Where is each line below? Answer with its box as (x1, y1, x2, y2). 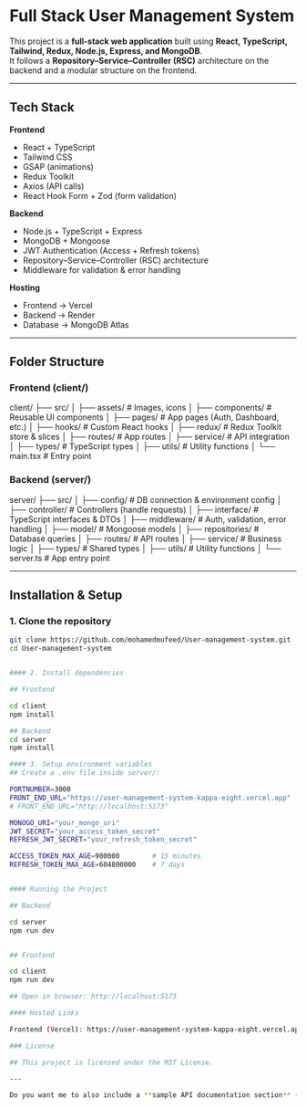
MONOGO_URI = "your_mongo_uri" (9, 818, 120, 827)
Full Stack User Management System (9, 5, 294, 26)
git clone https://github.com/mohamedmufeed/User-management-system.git (9, 635, 291, 644)
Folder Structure (9, 354, 105, 370)
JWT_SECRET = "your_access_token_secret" (9, 827, 161, 836)
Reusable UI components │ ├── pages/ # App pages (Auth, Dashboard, (9, 412, 280, 423)
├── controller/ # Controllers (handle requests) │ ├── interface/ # (9, 504, 260, 515)
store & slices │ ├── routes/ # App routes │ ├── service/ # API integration (9, 431, 290, 443)
